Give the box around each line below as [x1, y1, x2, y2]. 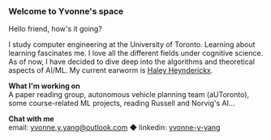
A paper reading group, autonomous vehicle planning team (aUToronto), [8, 90, 250, 100]
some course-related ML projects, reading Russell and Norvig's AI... [8, 99, 235, 108]
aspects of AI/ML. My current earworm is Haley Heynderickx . [8, 66, 213, 75]
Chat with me [8, 114, 54, 124]
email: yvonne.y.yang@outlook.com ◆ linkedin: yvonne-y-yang [8, 123, 221, 133]
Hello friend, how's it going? [8, 24, 103, 34]
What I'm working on [8, 81, 80, 91]
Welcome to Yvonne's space [8, 6, 124, 17]
